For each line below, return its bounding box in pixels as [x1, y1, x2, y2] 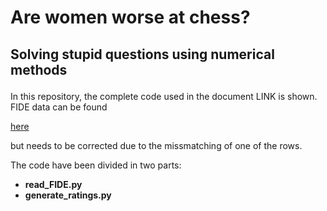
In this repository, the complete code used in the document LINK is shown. [10, 90, 318, 102]
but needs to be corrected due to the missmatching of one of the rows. [10, 139, 303, 151]
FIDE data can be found [10, 101, 108, 113]
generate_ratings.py [24, 189, 112, 201]
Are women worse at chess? [10, 6, 251, 29]
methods [10, 61, 68, 78]
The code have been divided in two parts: [10, 159, 182, 171]
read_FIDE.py [24, 178, 83, 190]
